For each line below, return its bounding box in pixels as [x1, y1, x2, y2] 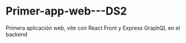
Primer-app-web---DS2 [5, 4, 127, 18]
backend [5, 30, 28, 38]
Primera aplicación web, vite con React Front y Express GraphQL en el [5, 24, 181, 31]
